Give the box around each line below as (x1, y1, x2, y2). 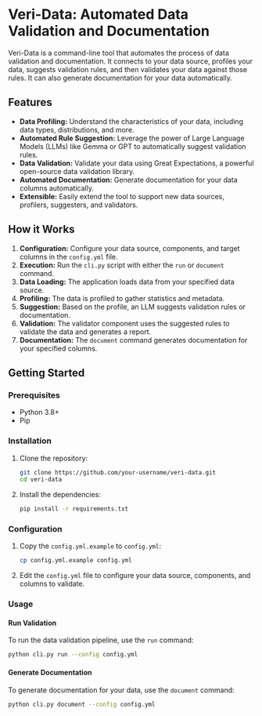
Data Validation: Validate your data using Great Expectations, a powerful (19, 158, 254, 168)
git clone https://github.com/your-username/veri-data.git (19, 468, 217, 476)
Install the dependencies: (19, 490, 102, 500)
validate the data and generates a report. (19, 327, 152, 336)
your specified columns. (19, 343, 98, 353)
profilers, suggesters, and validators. (19, 200, 138, 209)
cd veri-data (19, 476, 63, 484)
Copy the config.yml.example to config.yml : (19, 541, 162, 551)
